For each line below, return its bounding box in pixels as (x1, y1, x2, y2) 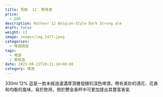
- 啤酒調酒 (9, 44, 29, 48)
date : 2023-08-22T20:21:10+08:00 (5, 62, 74, 67)
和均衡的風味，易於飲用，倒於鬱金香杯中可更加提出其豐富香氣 (5, 87, 130, 92)
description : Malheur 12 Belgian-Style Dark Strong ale (5, 21, 122, 26)
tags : (5, 48, 16, 53)
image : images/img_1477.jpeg (5, 35, 65, 40)
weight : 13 (5, 30, 27, 35)
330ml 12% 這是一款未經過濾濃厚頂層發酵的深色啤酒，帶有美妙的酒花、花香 (5, 80, 158, 86)
